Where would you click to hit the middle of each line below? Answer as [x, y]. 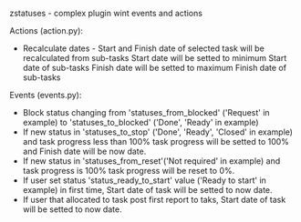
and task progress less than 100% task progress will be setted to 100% [156, 141]
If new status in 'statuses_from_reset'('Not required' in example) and [151, 161]
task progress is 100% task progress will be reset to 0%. [129, 171]
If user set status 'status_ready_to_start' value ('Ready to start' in [145, 180]
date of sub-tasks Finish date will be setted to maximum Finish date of [155, 68]
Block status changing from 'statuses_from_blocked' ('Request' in [146, 112]
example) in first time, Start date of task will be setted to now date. [147, 190]
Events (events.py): [46, 95]
